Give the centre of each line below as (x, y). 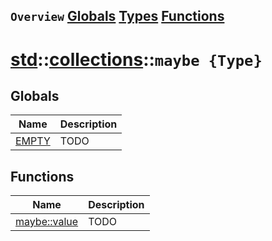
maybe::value (47, 222)
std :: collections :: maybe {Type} (136, 59)
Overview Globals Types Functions (117, 16)
